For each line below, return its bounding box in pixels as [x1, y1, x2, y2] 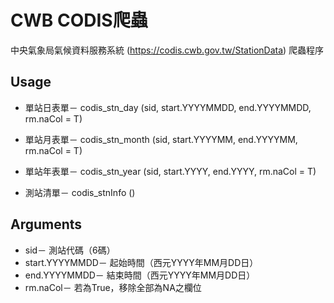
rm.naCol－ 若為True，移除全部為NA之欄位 [24, 281, 202, 293]
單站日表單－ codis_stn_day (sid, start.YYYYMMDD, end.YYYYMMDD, [24, 101, 312, 113]
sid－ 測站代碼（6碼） [24, 244, 116, 256]
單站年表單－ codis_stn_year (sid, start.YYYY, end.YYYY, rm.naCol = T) [24, 165, 317, 177]
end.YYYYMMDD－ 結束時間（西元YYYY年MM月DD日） [24, 269, 256, 281]
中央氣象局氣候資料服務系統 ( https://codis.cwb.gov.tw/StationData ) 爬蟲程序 [10, 44, 325, 56]
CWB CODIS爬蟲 [10, 9, 148, 32]
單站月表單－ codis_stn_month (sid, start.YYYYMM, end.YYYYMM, [24, 133, 298, 145]
